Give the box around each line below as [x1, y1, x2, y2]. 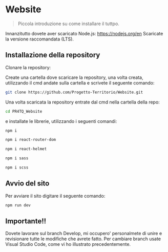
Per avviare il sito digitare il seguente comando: [5, 193, 106, 199]
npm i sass [5, 156, 29, 161]
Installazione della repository [5, 51, 100, 59]
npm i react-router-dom [5, 137, 56, 142]
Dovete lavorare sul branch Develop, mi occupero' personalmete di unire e [5, 230, 162, 237]
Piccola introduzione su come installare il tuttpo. [17, 20, 119, 27]
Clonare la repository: [5, 64, 51, 70]
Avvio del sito [5, 179, 50, 188]
